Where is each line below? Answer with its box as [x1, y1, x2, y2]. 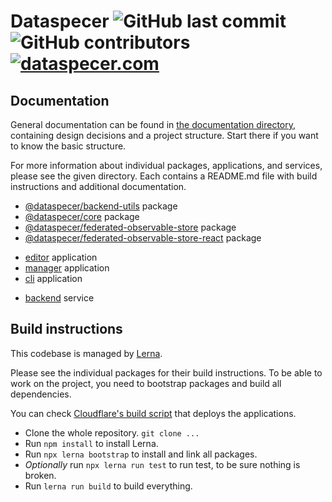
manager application [24, 262, 110, 274]
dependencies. [10, 388, 72, 400]
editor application [24, 251, 98, 263]
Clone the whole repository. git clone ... [24, 426, 200, 439]
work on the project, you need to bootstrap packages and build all [10, 377, 282, 389]
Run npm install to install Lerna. [24, 437, 159, 449]
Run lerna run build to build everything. [24, 480, 193, 492]
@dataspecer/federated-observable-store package [24, 221, 237, 233]
